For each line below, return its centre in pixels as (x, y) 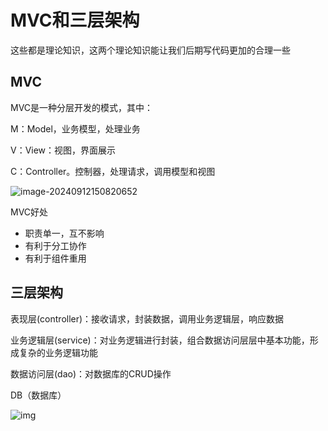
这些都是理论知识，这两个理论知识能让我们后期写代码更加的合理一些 (150, 50)
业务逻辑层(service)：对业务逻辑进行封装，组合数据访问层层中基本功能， (160, 340)
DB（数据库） (38, 395)
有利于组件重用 (55, 258)
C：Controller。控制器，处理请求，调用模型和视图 (113, 171)
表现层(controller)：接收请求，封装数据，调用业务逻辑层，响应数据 (147, 318)
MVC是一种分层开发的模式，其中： (82, 107)
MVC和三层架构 (75, 20)
